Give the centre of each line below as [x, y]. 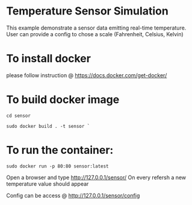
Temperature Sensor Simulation [87, 11]
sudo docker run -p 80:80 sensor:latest [58, 166]
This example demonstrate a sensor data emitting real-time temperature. [96, 28]
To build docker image [63, 100]
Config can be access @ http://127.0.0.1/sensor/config [73, 195]
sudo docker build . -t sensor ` [48, 126]
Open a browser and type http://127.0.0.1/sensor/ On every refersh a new [96, 177]
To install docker [49, 59]
